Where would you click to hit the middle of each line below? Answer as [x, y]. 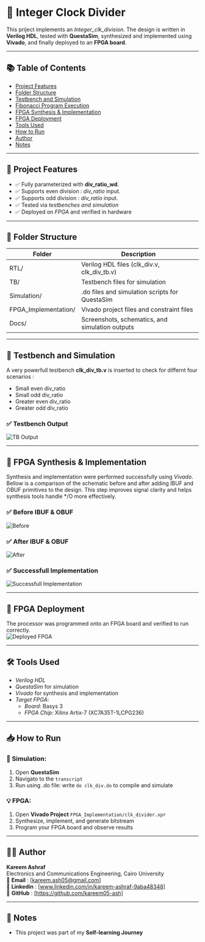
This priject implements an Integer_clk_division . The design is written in [96, 29]
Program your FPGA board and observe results [74, 827]
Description [138, 254]
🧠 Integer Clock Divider [66, 13]
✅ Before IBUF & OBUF [40, 512]
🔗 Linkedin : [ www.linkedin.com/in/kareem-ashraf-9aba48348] [86, 886]
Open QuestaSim [37, 772]
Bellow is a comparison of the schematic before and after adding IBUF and [100, 483]
